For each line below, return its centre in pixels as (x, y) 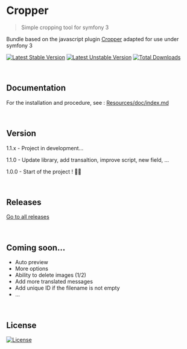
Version (21, 134)
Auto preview (31, 262)
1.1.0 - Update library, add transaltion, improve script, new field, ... (88, 160)
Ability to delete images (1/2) (50, 275)
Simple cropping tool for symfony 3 (65, 27)
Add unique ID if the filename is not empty (67, 288)
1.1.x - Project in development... (45, 148)
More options (31, 269)
